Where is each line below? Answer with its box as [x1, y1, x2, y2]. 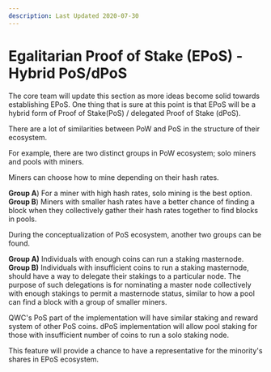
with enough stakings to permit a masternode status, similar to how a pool [8, 289, 255, 298]
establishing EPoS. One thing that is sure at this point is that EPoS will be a [8, 99, 256, 109]
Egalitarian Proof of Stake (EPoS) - [8, 46, 243, 65]
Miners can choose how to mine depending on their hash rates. [8, 172, 220, 182]
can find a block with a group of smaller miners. [8, 297, 167, 306]
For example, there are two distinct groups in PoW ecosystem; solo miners [8, 148, 256, 158]
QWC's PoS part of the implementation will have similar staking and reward [8, 313, 259, 323]
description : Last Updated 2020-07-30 [8, 11, 139, 20]
